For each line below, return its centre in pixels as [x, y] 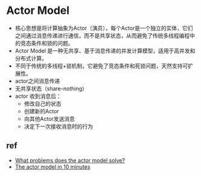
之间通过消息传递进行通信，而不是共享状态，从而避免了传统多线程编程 [102, 35]
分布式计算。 [31, 58]
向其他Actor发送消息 [49, 119]
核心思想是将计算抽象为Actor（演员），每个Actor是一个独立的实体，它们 [104, 28]
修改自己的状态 [43, 103]
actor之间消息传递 [37, 81]
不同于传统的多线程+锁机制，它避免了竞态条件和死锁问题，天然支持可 [101, 66]
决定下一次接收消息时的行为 [59, 126]
